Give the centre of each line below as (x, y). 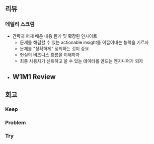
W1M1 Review (34, 77)
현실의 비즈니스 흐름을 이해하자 (50, 55)
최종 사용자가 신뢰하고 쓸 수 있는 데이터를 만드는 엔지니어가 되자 (81, 61)
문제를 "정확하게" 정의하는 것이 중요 (54, 48)
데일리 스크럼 (20, 24)
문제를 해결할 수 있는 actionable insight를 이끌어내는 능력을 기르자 (84, 42)
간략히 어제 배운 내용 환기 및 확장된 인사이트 (55, 36)
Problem (16, 123)
